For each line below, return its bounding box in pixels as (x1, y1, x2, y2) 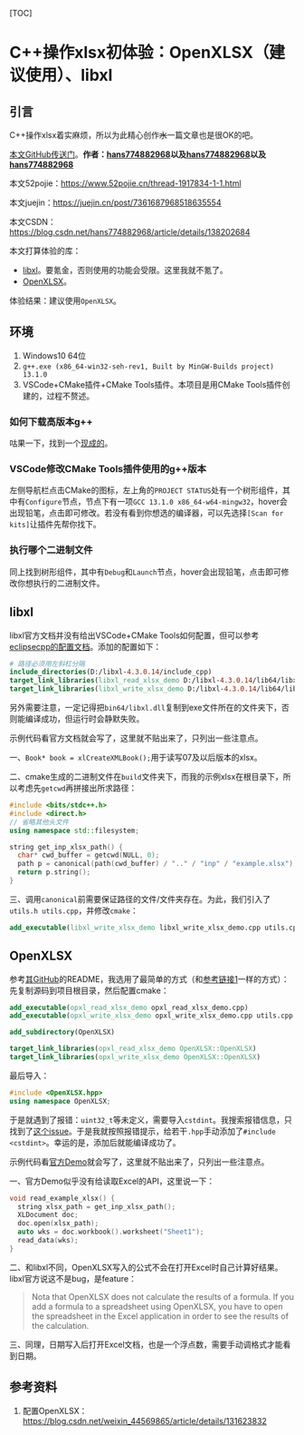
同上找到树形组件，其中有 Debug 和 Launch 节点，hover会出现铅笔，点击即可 (9, 566, 282, 577)
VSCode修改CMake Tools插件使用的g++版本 (9, 463, 206, 476)
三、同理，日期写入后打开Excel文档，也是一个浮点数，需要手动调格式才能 (9, 1339, 283, 1350)
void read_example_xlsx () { (9, 1194, 116, 1203)
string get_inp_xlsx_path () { (9, 842, 124, 851)
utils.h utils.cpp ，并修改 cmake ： (9, 905, 138, 916)
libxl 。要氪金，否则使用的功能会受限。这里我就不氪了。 (22, 265, 228, 275)
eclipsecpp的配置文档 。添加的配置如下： (9, 641, 162, 652)
